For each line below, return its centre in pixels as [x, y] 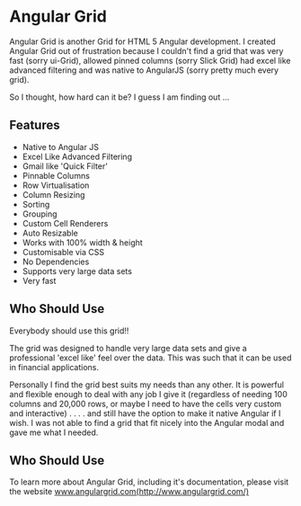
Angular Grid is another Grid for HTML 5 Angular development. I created [142, 41]
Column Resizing [53, 194]
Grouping [40, 214]
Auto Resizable [50, 233]
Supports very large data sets [77, 271]
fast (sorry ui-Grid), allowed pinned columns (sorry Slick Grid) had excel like [150, 60]
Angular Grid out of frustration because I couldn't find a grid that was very [146, 50]
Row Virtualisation [56, 185]
